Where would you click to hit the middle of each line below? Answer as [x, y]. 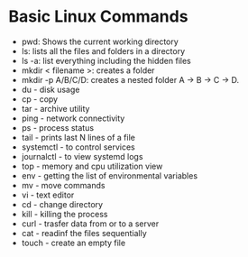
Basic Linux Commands [98, 17]
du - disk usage [51, 89]
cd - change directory [62, 204]
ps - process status [58, 127]
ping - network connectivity [73, 118]
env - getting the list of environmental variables [110, 175]
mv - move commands [63, 185]
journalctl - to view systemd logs [82, 156]
